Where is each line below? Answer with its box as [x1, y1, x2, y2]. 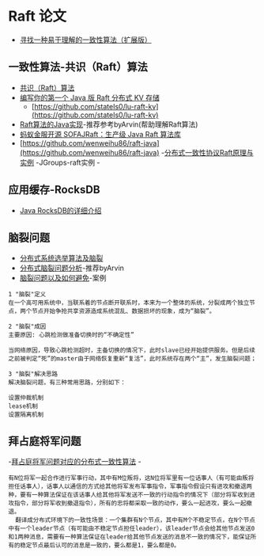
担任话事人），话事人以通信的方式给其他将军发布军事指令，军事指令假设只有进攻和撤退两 [8, 482, 253, 491]
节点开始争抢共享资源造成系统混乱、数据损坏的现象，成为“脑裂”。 [31, 307, 216, 315]
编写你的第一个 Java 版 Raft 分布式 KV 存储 [19, 93, 160, 102]
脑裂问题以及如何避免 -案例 [19, 273, 107, 283]
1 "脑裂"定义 [8, 291, 47, 299]
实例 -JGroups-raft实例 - [19, 158, 100, 167]
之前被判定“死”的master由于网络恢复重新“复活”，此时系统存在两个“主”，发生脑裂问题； [8, 355, 257, 363]
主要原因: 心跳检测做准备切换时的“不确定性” [8, 331, 134, 339]
